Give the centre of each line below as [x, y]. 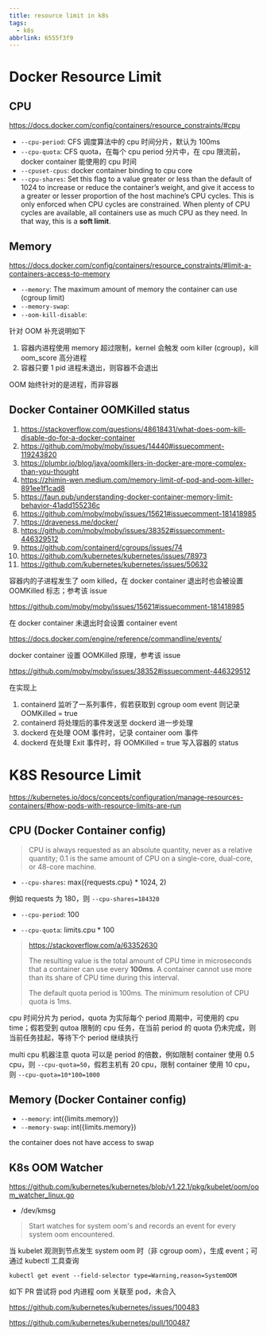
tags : [18, 23]
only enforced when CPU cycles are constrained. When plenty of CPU [135, 204]
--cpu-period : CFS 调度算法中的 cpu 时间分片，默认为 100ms [120, 142]
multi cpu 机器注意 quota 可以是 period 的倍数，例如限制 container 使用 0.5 [132, 1054]
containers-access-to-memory [60, 274]
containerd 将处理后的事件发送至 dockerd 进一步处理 [107, 722]
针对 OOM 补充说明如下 [47, 331]
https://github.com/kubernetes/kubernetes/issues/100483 [104, 1307]
